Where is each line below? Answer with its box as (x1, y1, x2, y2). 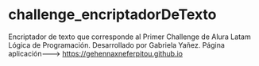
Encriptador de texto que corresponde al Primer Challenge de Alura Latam (8, 32, 252, 41)
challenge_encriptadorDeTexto (8, 6, 217, 24)
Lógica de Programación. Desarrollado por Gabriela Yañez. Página (8, 40, 225, 49)
